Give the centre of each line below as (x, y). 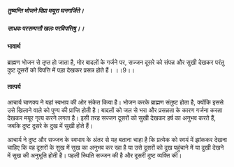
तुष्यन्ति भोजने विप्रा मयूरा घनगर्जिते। (45, 10)
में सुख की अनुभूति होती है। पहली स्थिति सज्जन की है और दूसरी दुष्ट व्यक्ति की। (95, 156)
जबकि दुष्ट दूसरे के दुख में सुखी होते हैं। (50, 126)
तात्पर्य (14, 86)
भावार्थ (14, 47)
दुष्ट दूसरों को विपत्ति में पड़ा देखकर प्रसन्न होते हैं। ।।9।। (71, 70)
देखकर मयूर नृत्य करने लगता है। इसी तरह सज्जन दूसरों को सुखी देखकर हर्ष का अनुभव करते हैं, (112, 118)
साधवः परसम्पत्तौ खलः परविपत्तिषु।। (46, 28)
